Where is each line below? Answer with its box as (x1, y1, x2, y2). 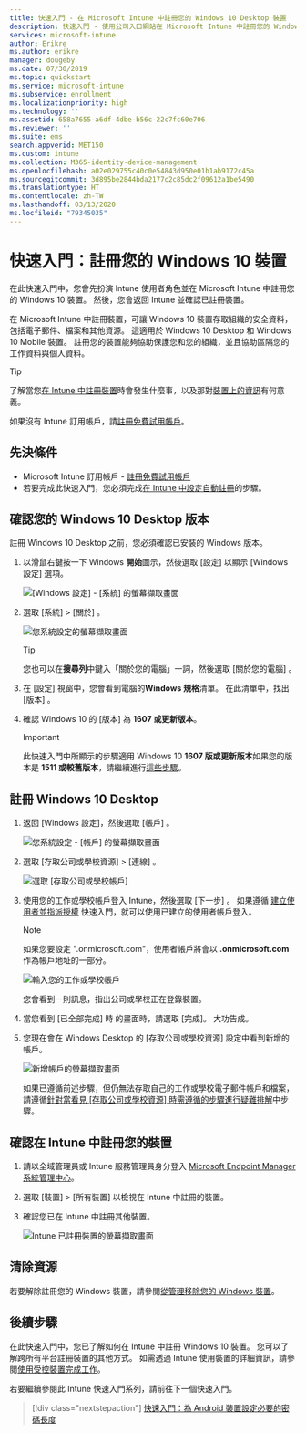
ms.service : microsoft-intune (9, 81, 125, 90)
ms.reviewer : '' (9, 124, 71, 133)
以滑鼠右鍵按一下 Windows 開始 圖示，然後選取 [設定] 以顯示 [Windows (22, 557, 289, 568)
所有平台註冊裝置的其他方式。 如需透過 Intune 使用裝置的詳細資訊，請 (25, 1352, 288, 1363)
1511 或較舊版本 (40, 762, 98, 773)
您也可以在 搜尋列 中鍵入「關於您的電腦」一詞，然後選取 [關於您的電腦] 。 (22, 664, 297, 675)
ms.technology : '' (9, 107, 79, 116)
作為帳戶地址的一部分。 (22, 955, 111, 966)
